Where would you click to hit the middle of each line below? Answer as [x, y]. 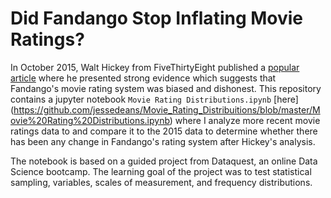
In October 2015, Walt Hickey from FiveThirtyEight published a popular [155, 67]
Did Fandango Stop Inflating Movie [157, 18]
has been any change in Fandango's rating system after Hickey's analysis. [163, 141]
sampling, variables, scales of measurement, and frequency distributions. [161, 182]
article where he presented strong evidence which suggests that [143, 78]
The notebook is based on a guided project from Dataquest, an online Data [164, 161]
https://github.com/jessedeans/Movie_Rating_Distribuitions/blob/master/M [167, 109]
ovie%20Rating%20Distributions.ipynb [90, 120]
